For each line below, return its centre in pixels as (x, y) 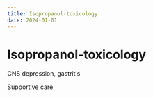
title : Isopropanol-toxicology (53, 14)
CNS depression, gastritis (44, 74)
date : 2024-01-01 (32, 20)
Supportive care (30, 87)
